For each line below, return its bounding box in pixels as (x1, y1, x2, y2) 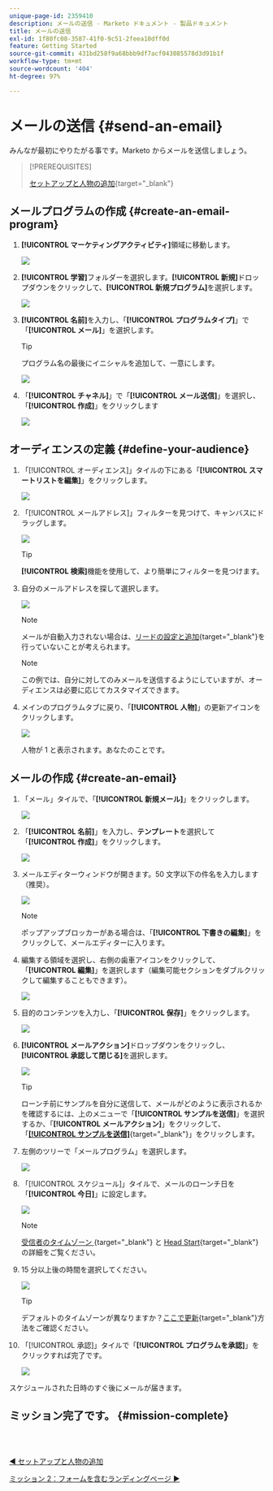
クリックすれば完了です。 (20, 1351, 106, 1360)
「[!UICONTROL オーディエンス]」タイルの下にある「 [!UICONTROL (20, 465, 248, 475)
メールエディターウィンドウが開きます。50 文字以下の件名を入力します (20, 870, 259, 879)
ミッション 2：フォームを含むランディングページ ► (9, 1473, 180, 1483)
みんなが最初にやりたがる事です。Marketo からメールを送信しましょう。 (9, 145, 252, 155)
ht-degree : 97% (9, 72, 61, 80)
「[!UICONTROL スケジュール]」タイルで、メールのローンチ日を (20, 1179, 236, 1188)
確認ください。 (42, 1323, 93, 1333)
